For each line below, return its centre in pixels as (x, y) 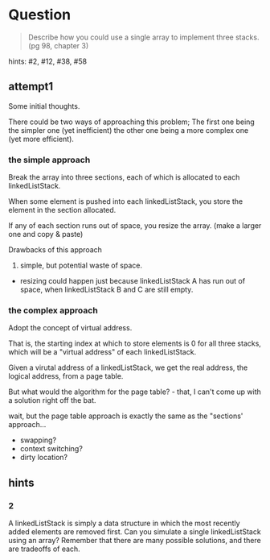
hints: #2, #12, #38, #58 (47, 61)
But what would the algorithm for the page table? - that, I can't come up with (135, 392)
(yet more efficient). (41, 139)
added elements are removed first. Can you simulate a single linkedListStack (135, 532)
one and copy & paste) (46, 234)
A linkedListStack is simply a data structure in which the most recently (124, 523)
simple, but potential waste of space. (81, 265)
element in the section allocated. (62, 210)
